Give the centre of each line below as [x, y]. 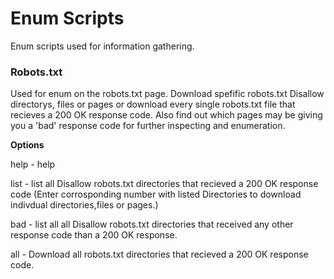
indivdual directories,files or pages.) [84, 205]
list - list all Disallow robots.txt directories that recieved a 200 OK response [164, 184]
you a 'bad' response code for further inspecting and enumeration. [148, 126]
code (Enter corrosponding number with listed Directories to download [156, 194]
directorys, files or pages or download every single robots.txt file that [153, 104]
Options [27, 145]
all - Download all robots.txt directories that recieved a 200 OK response [159, 254]
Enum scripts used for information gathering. [102, 46]
